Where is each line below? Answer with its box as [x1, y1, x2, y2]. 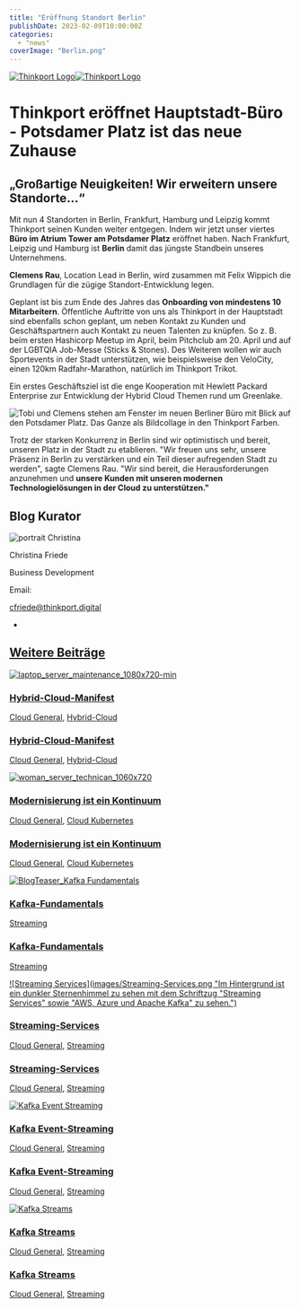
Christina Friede [9, 549, 69, 560]
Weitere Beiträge [9, 645, 106, 661]
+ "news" [17, 38, 50, 48]
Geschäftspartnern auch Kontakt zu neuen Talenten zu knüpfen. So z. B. [9, 325, 277, 337]
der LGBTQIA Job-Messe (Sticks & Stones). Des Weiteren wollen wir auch [9, 345, 282, 356]
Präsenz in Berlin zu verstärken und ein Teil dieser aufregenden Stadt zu [9, 454, 278, 465]
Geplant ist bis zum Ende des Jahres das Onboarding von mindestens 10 [9, 297, 281, 308]
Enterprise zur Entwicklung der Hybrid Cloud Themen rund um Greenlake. [9, 391, 283, 401]
